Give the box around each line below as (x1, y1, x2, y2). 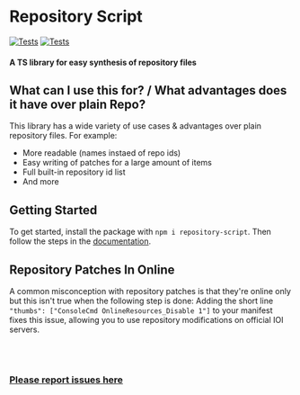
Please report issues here (9, 373, 124, 386)
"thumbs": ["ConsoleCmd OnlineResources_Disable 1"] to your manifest (9, 304, 273, 316)
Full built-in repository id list (22, 166, 126, 177)
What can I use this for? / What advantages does (9, 83, 287, 98)
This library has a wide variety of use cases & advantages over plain (9, 121, 262, 131)
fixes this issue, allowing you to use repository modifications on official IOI (9, 314, 284, 325)
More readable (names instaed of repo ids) (22, 148, 181, 158)
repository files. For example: (9, 130, 118, 141)
